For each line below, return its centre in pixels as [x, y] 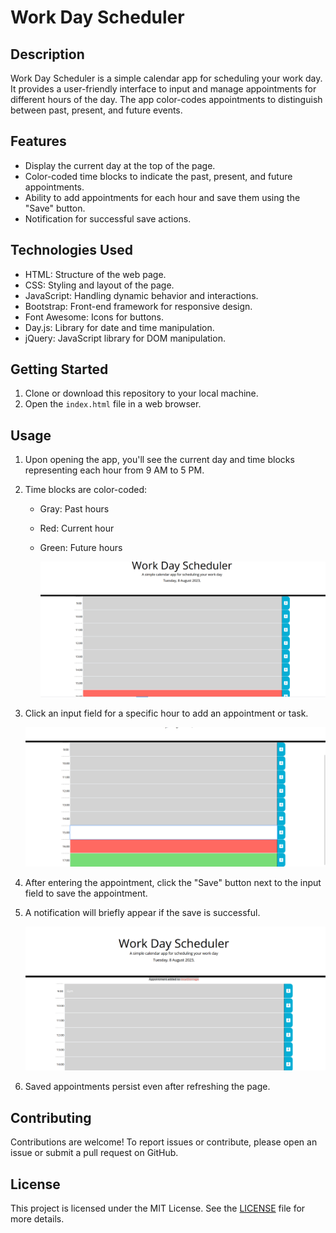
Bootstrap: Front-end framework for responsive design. [138, 306]
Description [47, 54]
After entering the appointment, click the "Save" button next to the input [173, 883]
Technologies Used [71, 250]
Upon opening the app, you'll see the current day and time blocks [159, 460]
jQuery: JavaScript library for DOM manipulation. [125, 338]
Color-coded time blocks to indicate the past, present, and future [158, 176]
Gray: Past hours [74, 509]
